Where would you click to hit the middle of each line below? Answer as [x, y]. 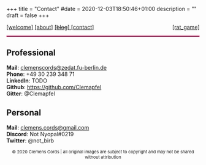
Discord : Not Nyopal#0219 [40, 134]
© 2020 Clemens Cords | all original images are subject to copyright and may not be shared [103, 152]
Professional [31, 53]
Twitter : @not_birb [30, 141]
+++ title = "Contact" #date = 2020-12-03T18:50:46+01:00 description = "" [102, 9]
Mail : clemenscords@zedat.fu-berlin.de [57, 67]
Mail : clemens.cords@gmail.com [48, 127]
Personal [24, 113]
